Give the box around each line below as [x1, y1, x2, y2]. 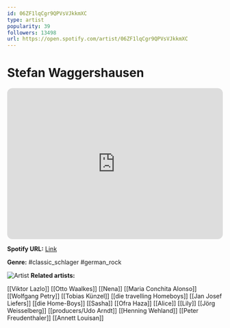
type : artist [7, 16, 44, 23]
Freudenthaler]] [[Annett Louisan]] [7, 314, 104, 323]
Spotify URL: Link [7, 245, 57, 253]
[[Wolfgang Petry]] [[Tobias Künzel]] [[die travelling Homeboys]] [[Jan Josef [7, 292, 222, 301]
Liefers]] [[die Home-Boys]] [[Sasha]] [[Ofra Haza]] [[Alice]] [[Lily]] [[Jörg [7, 299, 216, 307]
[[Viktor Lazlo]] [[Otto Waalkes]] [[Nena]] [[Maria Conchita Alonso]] [7, 285, 197, 293]
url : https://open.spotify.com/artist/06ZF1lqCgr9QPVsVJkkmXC [7, 36, 188, 43]
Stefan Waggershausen [7, 65, 144, 81]
